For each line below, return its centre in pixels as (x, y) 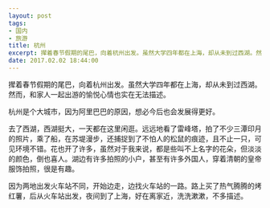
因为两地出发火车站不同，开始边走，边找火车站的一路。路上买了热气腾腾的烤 (135, 186)
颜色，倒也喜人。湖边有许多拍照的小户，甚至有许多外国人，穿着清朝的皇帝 (138, 158)
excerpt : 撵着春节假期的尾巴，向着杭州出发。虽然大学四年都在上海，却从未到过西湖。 (132, 53)
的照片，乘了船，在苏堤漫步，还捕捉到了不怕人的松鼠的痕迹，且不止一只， (131, 138)
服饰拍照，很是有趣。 (43, 169)
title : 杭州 (27, 46)
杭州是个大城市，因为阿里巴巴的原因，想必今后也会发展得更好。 (114, 111)
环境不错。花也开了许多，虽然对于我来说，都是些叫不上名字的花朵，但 (131, 149)
